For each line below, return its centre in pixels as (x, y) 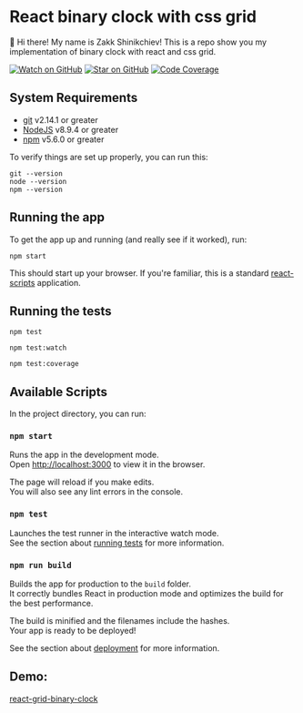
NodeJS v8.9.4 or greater (71, 129)
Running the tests (61, 311)
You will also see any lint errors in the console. (96, 492)
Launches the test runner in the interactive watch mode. (115, 533)
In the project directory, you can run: (78, 414)
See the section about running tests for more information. (117, 543)
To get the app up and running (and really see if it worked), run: (128, 239)
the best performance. (51, 604)
